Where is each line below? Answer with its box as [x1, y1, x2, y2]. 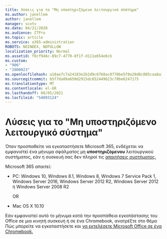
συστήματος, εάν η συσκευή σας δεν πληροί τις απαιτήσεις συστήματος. [5, 154, 157, 160]
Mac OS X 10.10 [12, 203, 44, 209]
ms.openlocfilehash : [5, 72, 48, 77]
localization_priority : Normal [5, 49, 70, 54]
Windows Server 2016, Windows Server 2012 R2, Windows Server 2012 [12, 178, 159, 184]
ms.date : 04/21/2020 [5, 26, 48, 31]
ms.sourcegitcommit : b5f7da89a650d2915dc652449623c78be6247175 [5, 77, 139, 81]
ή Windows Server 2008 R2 [12, 184, 69, 190]
